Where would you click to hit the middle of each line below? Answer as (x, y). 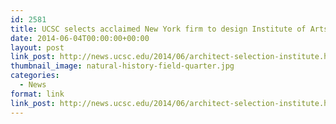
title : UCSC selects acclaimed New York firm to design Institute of (158, 29)
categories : (35, 76)
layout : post (37, 47)
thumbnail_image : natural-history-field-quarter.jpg (122, 66)
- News (33, 85)
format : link (37, 94)
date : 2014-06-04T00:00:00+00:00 (80, 38)
